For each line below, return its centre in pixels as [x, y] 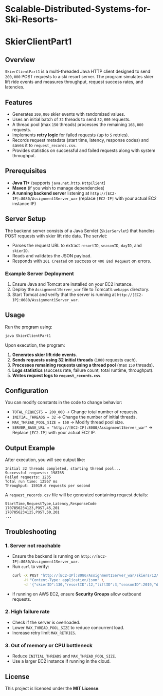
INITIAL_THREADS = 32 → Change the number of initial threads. [74, 417]
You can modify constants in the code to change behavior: [64, 402]
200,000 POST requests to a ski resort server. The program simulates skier [79, 77]
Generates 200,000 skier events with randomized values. [69, 114]
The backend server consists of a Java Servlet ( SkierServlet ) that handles [80, 231]
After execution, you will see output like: [45, 460]
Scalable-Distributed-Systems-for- [78, 9]
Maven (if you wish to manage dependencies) [58, 188]
